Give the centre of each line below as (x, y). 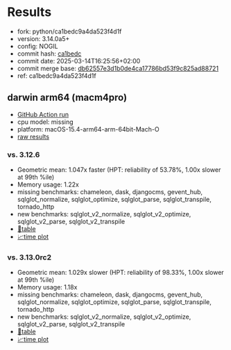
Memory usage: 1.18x (47, 287)
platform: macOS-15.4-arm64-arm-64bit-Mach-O (88, 129)
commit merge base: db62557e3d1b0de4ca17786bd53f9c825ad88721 (118, 68)
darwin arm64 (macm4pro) (67, 98)
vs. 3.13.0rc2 (29, 257)
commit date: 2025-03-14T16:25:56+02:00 (79, 61)
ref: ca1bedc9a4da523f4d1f (57, 75)
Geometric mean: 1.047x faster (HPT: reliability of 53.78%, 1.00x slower (119, 170)
